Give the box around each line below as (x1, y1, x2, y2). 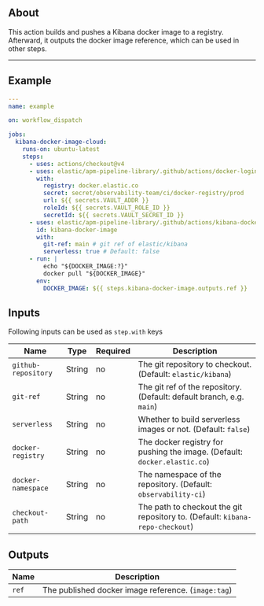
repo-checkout (137, 523, 191, 532)
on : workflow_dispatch (8, 116, 82, 124)
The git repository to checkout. (137, 359, 252, 370)
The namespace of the (137, 469, 222, 480)
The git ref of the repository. (137, 382, 242, 393)
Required (95, 345, 131, 357)
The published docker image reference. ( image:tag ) (42, 585, 233, 596)
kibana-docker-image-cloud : (15, 138, 108, 146)
